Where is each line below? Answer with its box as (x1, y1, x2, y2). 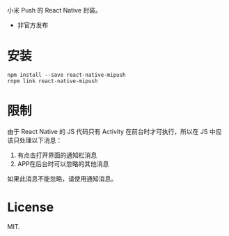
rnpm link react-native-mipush (7, 78, 98, 84)
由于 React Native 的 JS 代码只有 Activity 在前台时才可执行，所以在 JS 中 (7, 127, 216, 135)
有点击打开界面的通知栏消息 (17, 151, 97, 159)
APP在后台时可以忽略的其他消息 (17, 159, 109, 168)
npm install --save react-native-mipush (7, 71, 127, 78)
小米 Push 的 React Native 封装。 (7, 6, 102, 14)
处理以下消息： (19, 135, 63, 145)
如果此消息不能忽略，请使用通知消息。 (7, 174, 117, 183)
